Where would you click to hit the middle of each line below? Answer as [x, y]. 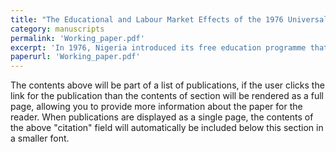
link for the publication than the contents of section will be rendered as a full [167, 96]
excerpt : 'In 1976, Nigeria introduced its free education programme [158, 47]
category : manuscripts [57, 29]
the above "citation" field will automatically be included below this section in [167, 128]
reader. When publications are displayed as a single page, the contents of [162, 117]
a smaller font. [40, 138]
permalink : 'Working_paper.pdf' [77, 38]
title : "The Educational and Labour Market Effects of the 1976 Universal [169, 19]
